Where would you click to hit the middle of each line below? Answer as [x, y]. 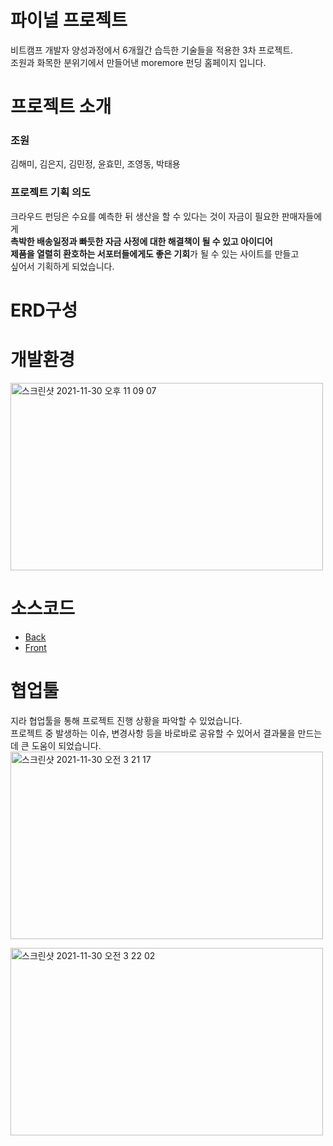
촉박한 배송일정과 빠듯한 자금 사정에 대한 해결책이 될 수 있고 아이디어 [141, 241]
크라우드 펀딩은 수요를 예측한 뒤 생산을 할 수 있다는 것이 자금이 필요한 [145, 216]
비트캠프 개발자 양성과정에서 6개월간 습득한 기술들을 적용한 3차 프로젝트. [152, 50]
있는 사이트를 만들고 [260, 253]
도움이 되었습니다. [66, 745]
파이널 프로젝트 [69, 20]
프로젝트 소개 [61, 107]
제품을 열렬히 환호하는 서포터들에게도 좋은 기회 [100, 253]
